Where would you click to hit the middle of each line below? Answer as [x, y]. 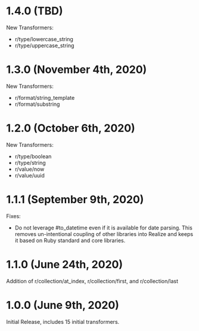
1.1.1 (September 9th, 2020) [75, 200]
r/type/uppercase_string [44, 45]
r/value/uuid [29, 175]
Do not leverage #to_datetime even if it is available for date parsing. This [103, 228]
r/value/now [29, 169]
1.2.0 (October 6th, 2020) [71, 128]
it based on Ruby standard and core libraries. [70, 240]
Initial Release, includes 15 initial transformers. [63, 321]
